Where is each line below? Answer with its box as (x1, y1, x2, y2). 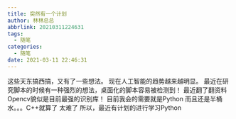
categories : (7, 43, 43, 50)
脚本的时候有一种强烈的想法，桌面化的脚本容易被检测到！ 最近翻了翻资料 (13, 86, 227, 94)
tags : (7, 30, 23, 38)
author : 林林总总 (7, 17, 55, 24)
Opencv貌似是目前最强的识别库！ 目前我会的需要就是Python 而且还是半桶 (7, 94, 222, 103)
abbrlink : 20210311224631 (7, 23, 84, 30)
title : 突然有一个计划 (7, 10, 68, 18)
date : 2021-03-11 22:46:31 (7, 57, 87, 64)
